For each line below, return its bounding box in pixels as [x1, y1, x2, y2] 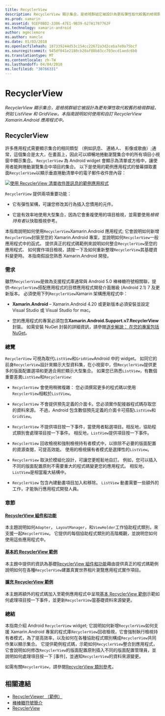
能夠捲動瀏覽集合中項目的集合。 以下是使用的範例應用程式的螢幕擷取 [13, 163, 153, 170]
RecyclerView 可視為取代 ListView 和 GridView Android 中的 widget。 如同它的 [5, 356, 157, 361]
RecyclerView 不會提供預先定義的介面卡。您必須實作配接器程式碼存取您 [12, 401, 156, 407]
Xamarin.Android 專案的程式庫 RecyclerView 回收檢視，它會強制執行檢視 [10, 629, 154, 635]
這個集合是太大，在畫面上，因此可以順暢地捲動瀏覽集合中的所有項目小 [13, 151, 156, 157]
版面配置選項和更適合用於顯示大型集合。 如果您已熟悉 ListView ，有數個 [13, 368, 158, 374]
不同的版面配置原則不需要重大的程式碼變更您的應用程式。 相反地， [12, 463, 147, 469]
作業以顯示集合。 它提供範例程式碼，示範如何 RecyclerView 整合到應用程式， [5, 641, 158, 647]
